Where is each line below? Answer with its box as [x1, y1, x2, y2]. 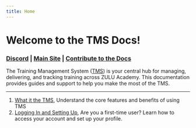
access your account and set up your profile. [14, 115, 123, 122]
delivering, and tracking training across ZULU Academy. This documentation [6, 74, 190, 81]
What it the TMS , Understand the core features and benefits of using [14, 97, 180, 104]
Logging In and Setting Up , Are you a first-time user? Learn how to [14, 109, 175, 116]
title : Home [6, 8, 35, 15]
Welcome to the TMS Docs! [6, 33, 141, 47]
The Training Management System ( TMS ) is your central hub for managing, [6, 67, 187, 74]
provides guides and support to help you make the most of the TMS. [6, 80, 170, 87]
